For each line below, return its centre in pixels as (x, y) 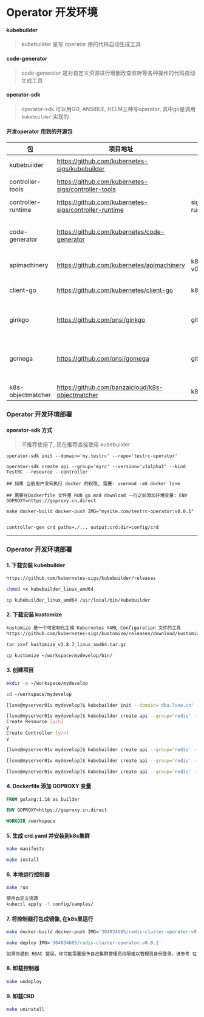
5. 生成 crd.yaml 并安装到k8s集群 (48, 835)
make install (23, 860)
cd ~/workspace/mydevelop (39, 694)
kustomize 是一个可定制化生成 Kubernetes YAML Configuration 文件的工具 (93, 628)
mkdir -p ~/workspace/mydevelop (47, 683)
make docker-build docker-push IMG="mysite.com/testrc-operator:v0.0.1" (100, 512)
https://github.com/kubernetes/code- (111, 232)
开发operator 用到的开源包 (39, 132)
